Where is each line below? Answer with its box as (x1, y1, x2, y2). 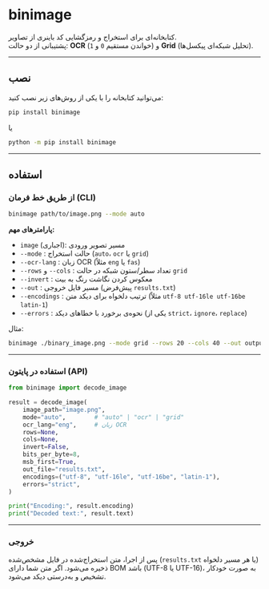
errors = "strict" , (22, 480, 81, 488)
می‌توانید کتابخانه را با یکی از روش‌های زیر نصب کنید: (8, 92, 164, 102)
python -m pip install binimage (8, 138, 116, 146)
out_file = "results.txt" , (22, 465, 106, 474)
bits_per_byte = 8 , (22, 450, 81, 458)
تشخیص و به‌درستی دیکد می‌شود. (8, 571, 106, 581)
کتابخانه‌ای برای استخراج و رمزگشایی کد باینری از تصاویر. (8, 32, 178, 42)
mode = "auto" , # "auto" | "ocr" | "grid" (22, 413, 184, 422)
